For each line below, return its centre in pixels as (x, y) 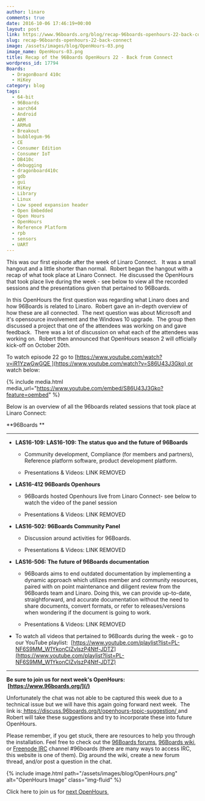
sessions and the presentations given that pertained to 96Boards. (88, 288)
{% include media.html (35, 381)
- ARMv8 (22, 126)
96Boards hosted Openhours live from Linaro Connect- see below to (110, 496)
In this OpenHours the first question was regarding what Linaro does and (98, 300)
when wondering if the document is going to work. (88, 612)
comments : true (26, 18)
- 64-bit (23, 97)
